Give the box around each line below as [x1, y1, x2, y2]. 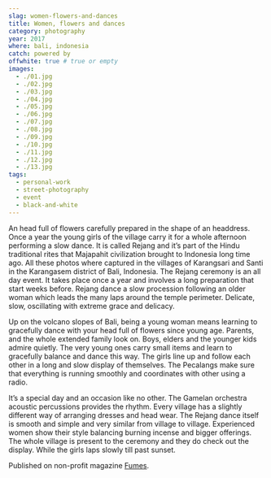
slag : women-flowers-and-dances [8, 11, 118, 20]
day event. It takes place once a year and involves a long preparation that [8, 275, 255, 285]
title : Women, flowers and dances [8, 20, 126, 28]
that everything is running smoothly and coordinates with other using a [8, 368, 246, 378]
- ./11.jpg [15, 148, 53, 156]
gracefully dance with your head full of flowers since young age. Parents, [8, 325, 255, 335]
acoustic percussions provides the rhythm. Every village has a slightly [8, 402, 243, 411]
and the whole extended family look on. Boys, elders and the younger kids [8, 334, 257, 344]
